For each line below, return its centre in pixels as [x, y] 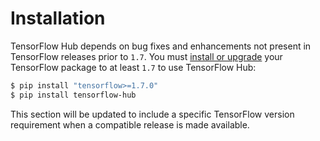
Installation [58, 18]
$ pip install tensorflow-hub [73, 95]
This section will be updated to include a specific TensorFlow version [152, 114]
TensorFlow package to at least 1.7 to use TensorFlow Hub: [133, 67]
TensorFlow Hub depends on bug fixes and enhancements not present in [161, 46]
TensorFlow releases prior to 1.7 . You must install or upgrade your [146, 56]
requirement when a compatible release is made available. [130, 124]
